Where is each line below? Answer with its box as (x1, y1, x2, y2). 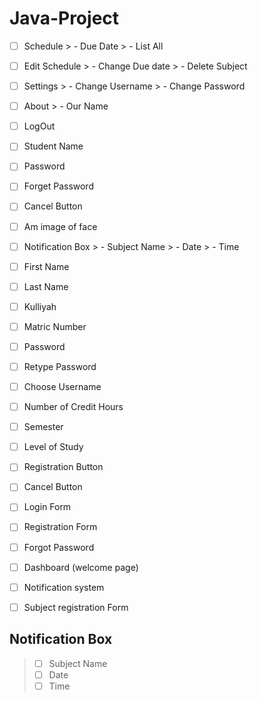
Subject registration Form (23, 601, 129, 613)
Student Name (23, 140, 84, 152)
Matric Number (23, 320, 87, 332)
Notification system (23, 581, 105, 593)
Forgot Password (23, 541, 95, 553)
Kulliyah (23, 300, 57, 312)
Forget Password (23, 180, 94, 192)
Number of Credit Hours (23, 401, 124, 413)
